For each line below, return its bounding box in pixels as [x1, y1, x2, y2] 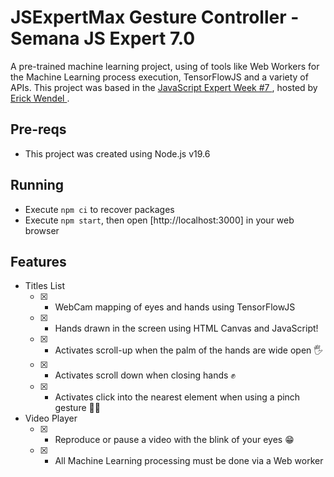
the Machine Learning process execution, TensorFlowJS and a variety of [10, 71, 309, 83]
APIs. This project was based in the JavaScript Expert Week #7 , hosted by [10, 81, 318, 93]
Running [10, 177, 65, 194]
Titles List [24, 280, 65, 292]
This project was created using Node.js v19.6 [24, 147, 211, 160]
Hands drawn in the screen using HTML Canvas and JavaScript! [54, 322, 319, 335]
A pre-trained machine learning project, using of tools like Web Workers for [10, 60, 320, 72]
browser [24, 224, 60, 236]
